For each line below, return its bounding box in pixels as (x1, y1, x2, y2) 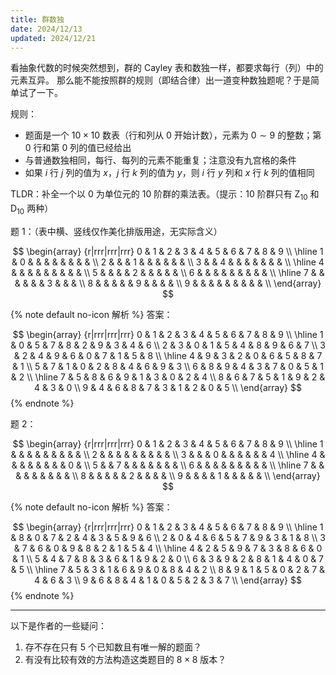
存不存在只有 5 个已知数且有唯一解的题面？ (24, 641, 202, 653)
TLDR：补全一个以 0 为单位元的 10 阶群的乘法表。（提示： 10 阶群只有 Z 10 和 (10, 188, 320, 203)
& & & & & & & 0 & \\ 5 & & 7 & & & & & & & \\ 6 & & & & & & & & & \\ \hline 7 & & (11, 459, 325, 471)
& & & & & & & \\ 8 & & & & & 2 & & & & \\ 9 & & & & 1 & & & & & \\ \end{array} (15, 469, 321, 481)
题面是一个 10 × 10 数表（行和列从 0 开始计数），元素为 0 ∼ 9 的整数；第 (24, 129, 322, 141)
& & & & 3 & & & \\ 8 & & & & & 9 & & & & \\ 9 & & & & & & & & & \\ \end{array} (14, 277, 322, 289)
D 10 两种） (10, 202, 54, 216)
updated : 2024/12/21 (10, 33, 97, 43)
